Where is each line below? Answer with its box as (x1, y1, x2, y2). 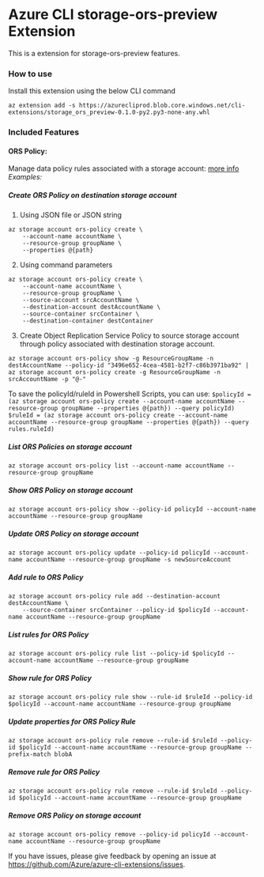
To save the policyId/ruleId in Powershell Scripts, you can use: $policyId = (8, 389, 251, 399)
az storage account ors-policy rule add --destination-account (8, 592, 221, 600)
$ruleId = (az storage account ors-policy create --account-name (8, 411, 228, 420)
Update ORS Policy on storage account (8, 528, 139, 539)
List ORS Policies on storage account (8, 441, 133, 452)
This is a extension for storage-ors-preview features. (8, 48, 180, 58)
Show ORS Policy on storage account (8, 485, 133, 495)
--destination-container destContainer (22, 317, 154, 325)
